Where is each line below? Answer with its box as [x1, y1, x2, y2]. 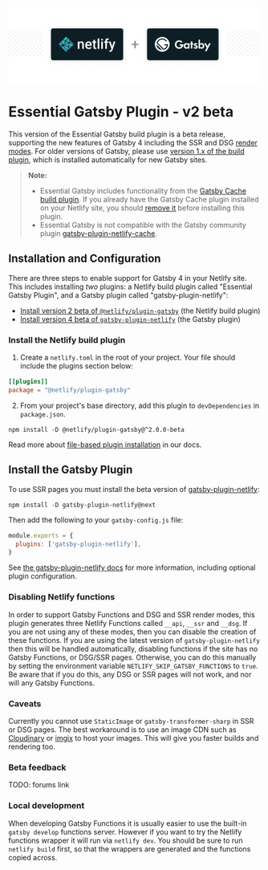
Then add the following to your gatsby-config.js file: [8, 514, 184, 524]
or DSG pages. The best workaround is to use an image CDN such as [8, 725, 237, 734]
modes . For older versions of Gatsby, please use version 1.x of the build [8, 147, 245, 157]
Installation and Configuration [8, 252, 161, 266]
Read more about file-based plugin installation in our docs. [8, 440, 202, 449]
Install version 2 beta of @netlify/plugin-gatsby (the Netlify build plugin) [19, 306, 261, 315]
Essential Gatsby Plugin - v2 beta [8, 103, 234, 121]
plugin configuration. [8, 571, 78, 581]
